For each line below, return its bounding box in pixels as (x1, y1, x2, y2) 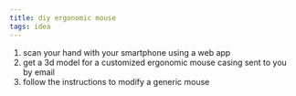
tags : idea (9, 22, 51, 31)
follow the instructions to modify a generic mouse (22, 76, 210, 87)
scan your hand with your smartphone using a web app (22, 47, 231, 58)
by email (22, 66, 55, 78)
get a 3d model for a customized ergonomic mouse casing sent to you (22, 57, 288, 68)
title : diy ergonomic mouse (9, 13, 117, 23)
